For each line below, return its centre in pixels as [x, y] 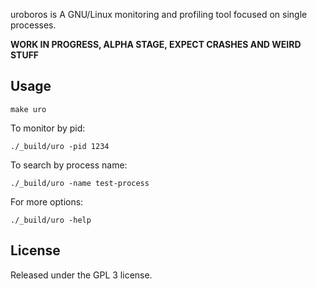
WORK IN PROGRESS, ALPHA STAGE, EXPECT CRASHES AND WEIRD [156, 44]
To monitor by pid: [48, 128]
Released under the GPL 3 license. [81, 275]
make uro [28, 109]
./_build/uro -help [51, 220]
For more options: [47, 201]
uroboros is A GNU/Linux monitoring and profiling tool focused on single [159, 14]
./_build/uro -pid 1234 [60, 146]
